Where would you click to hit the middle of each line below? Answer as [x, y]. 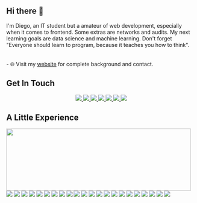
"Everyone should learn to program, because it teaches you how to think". [98, 45]
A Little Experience [43, 118]
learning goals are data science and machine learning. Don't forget [89, 38]
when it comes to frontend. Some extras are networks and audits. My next [98, 32]
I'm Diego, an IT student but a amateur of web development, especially [94, 25]
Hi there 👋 [25, 11]
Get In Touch [31, 83]
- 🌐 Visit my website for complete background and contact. [80, 64]
